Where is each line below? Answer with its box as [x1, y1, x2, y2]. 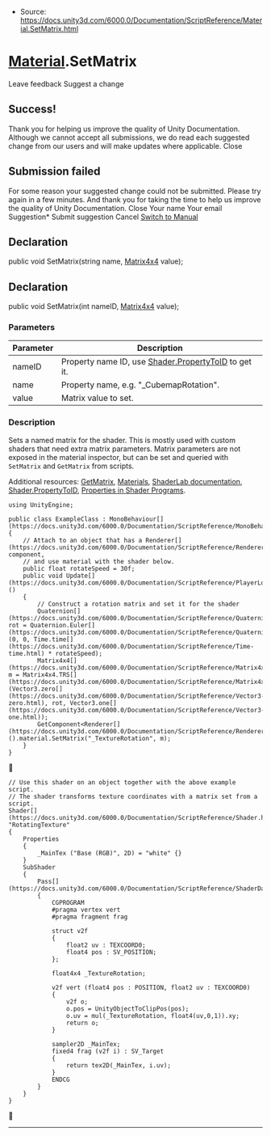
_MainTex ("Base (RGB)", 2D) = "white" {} [37, 849, 182, 857]
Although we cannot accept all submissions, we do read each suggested [8, 133, 250, 142]
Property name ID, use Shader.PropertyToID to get [60, 356, 252, 367]
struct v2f [51, 927, 89, 935]
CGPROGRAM [51, 898, 85, 906]
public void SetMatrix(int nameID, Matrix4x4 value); [8, 302, 180, 311]
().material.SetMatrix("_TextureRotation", [8, 734, 157, 742]
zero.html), [8, 699, 48, 707]
